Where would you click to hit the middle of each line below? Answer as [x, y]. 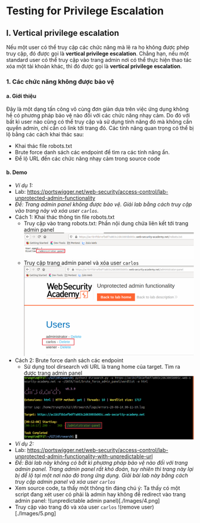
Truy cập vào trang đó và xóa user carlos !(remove [77, 507]
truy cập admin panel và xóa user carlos [65, 481]
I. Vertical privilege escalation [62, 33]
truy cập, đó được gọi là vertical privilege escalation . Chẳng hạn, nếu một [98, 54]
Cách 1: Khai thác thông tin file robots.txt [65, 217]
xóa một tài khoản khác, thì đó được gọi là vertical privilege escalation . [94, 66]
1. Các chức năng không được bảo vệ [60, 82]
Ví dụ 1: [24, 185]
